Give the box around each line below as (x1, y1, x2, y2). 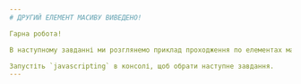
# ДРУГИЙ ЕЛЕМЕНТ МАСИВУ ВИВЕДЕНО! (9, 13, 142, 22)
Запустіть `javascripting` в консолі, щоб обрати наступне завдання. (9, 62, 275, 71)
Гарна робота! (9, 29, 63, 38)
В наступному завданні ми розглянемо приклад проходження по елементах (9, 46, 282, 55)
